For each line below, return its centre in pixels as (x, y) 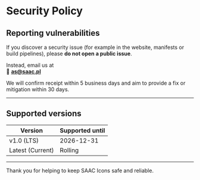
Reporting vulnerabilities (53, 33)
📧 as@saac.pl (24, 72)
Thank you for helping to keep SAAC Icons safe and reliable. (80, 170)
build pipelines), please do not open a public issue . (69, 54)
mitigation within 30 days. (38, 89)
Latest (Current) (32, 150)
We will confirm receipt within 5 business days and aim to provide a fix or (96, 83)
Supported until (82, 131)
